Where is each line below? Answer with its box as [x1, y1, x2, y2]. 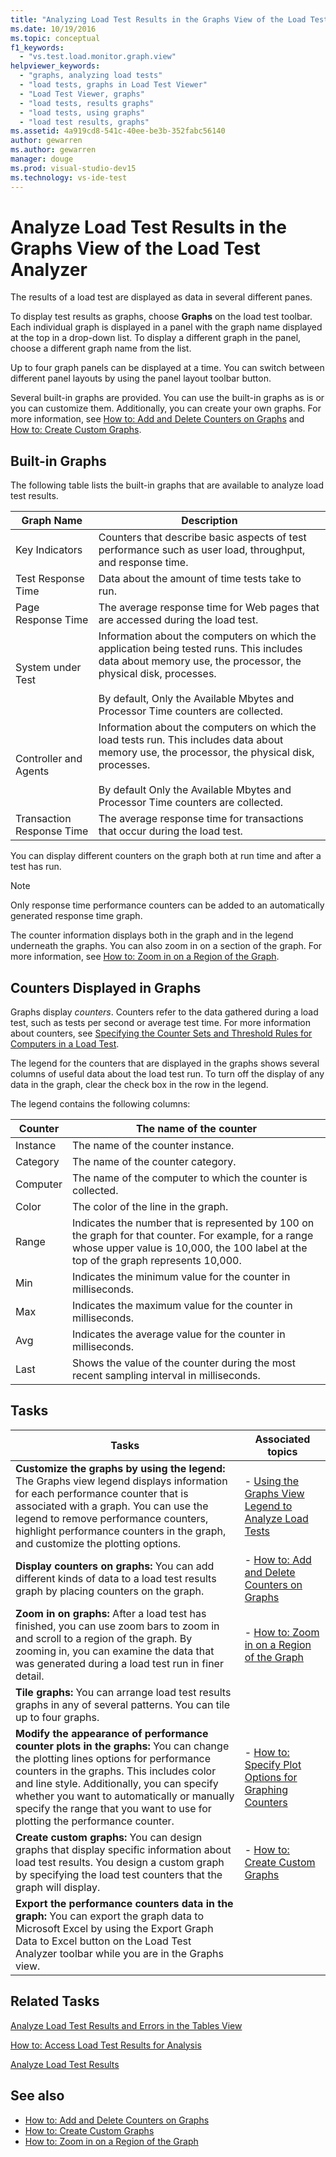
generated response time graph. [10, 910, 143, 922]
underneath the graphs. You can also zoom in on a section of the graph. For [10, 940, 323, 952]
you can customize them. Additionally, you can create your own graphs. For [10, 402, 322, 415]
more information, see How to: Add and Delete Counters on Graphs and [10, 413, 305, 425]
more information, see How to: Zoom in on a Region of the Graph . [10, 951, 280, 963]
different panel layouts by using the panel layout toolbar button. [10, 372, 272, 385]
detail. [15, 1669, 45, 1683]
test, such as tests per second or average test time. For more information [10, 1017, 311, 1029]
